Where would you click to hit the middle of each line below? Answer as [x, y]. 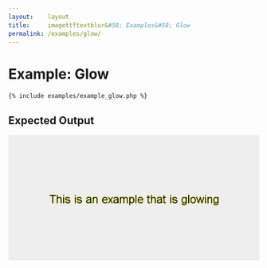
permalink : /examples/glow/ [55, 33]
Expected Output [51, 120]
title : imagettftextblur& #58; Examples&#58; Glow [100, 25]
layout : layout [39, 17]
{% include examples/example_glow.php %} [78, 96]
